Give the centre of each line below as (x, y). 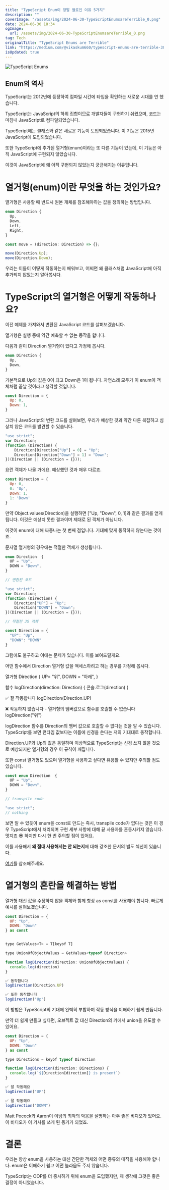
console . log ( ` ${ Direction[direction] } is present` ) (65, 1073)
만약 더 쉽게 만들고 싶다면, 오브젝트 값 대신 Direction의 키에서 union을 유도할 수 (83, 1020)
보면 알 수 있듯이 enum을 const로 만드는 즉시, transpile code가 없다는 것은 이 (82, 823)
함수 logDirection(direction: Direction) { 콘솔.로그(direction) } (67, 687)
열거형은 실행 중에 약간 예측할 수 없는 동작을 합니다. (55, 335)
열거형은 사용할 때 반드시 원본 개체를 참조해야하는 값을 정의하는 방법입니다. (78, 202)
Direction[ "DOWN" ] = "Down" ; (45, 608)
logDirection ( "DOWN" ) (28, 1105)
